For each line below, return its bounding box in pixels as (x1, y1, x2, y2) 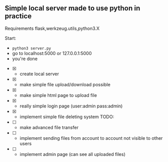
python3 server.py (12, 45, 51, 51)
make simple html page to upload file (19, 92, 97, 98)
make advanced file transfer (19, 124, 79, 130)
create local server (19, 71, 59, 77)
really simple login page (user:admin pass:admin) (19, 103, 123, 109)
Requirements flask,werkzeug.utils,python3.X (5, 25, 100, 31)
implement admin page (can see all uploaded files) (19, 151, 126, 157)
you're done (12, 56, 38, 62)
